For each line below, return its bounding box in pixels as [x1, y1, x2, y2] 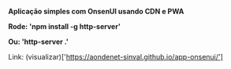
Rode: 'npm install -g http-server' [8, 22, 121, 31]
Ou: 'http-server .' [8, 37, 69, 46]
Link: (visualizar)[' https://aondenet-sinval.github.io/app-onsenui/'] [8, 53, 223, 61]
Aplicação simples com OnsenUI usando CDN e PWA [8, 7, 184, 16]
